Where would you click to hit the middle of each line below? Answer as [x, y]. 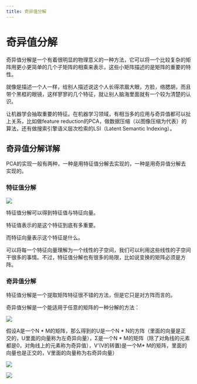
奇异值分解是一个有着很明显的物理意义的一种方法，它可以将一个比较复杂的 [96, 60]
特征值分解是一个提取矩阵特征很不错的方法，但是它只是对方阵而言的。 [91, 295]
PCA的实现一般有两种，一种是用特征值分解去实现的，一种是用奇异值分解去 [96, 164]
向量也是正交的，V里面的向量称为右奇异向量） [62, 352]
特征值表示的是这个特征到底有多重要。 [52, 225]
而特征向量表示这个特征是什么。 [45, 237]
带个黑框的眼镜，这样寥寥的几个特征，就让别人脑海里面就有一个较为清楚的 [96, 94]
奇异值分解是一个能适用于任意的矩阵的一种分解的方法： [73, 307]
